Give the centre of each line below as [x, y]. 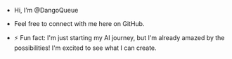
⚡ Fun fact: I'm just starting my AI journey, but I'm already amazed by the [119, 38]
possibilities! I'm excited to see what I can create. [85, 48]
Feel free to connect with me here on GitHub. [79, 24]
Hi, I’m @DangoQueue [46, 10]
